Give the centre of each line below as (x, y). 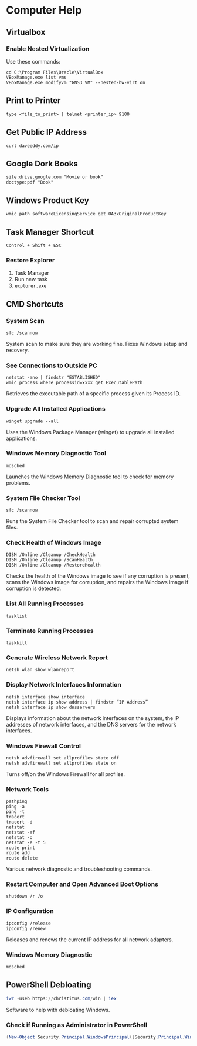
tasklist (17, 616)
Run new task (31, 279)
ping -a (16, 807)
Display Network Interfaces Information (64, 685)
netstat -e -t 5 (26, 843)
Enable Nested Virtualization (48, 49)
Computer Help (44, 10)
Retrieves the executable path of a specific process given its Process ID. (93, 394)
